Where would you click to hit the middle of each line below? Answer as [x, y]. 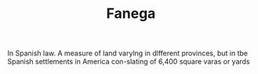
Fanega [131, 14]
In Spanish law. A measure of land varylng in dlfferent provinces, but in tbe [128, 53]
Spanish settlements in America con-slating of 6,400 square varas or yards [129, 62]
